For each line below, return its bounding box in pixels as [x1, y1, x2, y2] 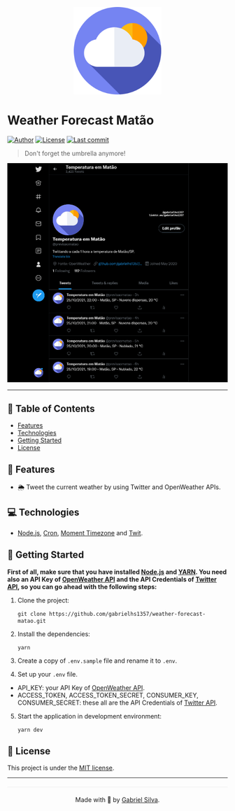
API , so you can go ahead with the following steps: [7, 582, 157, 591]
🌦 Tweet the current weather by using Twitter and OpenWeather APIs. [17, 483, 221, 491]
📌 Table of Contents [7, 402, 95, 414]
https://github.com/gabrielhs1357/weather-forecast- [48, 610, 206, 617]
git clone [17, 610, 47, 617]
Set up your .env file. [17, 670, 78, 678]
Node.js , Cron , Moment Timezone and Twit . [17, 528, 143, 537]
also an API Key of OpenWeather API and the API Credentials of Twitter [7, 574, 217, 584]
